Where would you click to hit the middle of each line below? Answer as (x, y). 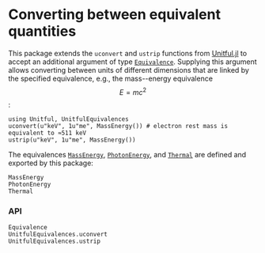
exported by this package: (51, 163)
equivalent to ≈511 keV (47, 133)
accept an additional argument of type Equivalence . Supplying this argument (132, 62)
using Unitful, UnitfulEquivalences (68, 119)
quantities (42, 31)
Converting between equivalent (115, 15)
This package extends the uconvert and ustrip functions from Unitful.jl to (128, 53)
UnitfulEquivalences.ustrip (55, 241)
